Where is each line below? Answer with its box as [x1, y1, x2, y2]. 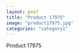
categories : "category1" [6, 25, 68, 32]
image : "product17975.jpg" [6, 20, 74, 26]
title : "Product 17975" [6, 14, 66, 20]
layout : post [6, 8, 39, 15]
